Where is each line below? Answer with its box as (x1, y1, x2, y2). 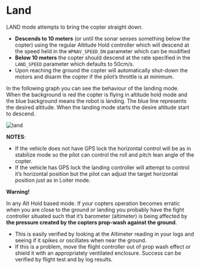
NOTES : (6, 133, 26, 140)
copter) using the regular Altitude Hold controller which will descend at (14, 41, 189, 48)
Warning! (6, 188, 30, 195)
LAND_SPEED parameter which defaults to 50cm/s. (14, 60, 134, 68)
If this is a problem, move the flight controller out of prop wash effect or (14, 243, 191, 250)
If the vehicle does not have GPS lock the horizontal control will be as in (14, 145, 192, 152)
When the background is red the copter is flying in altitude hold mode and (6, 91, 188, 98)
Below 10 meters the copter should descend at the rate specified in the (14, 54, 190, 61)
